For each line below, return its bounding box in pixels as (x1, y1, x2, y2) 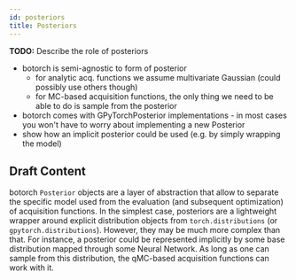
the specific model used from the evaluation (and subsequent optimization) (9, 197, 284, 207)
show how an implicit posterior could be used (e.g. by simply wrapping (21, 128, 281, 139)
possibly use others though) (35, 82, 138, 92)
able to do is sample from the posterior (35, 100, 177, 111)
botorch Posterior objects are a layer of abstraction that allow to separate (9, 187, 279, 198)
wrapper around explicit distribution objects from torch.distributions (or (9, 215, 278, 226)
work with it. (9, 262, 55, 273)
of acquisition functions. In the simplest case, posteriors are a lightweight (9, 206, 277, 217)
